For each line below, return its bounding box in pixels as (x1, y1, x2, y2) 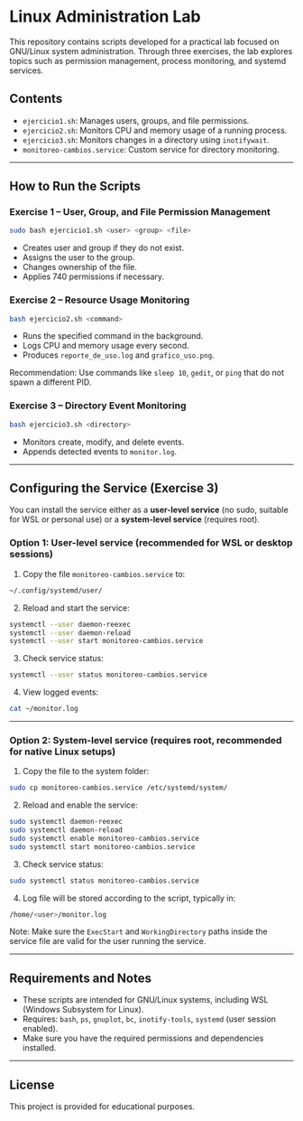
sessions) (9, 548, 54, 561)
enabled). (22, 1023, 59, 1034)
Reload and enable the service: (22, 799, 138, 810)
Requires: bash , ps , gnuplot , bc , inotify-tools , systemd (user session (22, 1014, 277, 1024)
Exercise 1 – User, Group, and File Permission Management (9, 206, 271, 219)
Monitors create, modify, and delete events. (22, 436, 185, 447)
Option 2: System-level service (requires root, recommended (9, 733, 282, 746)
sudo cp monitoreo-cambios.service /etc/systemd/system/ (9, 783, 228, 792)
